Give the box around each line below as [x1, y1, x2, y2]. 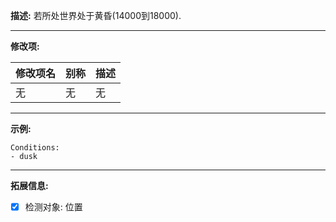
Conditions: [10, 143, 60, 153]
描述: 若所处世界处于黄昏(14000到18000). [10, 10, 182, 21]
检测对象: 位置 [24, 201, 83, 213]
